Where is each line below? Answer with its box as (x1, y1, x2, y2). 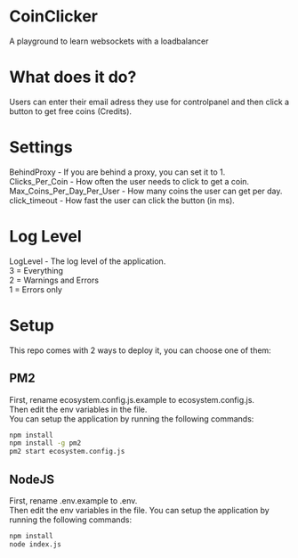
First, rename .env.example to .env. (9, 495, 138, 505)
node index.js (9, 539, 62, 549)
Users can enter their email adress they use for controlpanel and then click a (9, 96, 290, 107)
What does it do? (9, 67, 137, 87)
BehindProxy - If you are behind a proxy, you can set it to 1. (9, 167, 226, 177)
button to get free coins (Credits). (9, 105, 132, 117)
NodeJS (9, 472, 55, 487)
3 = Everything (9, 265, 64, 275)
